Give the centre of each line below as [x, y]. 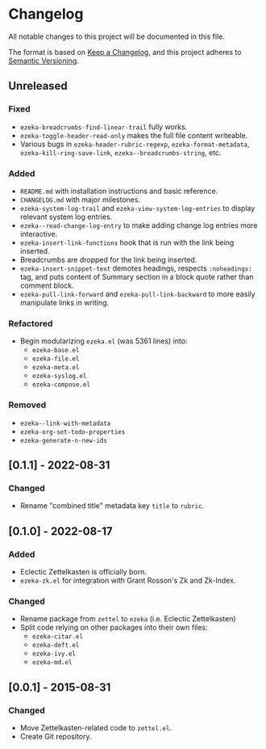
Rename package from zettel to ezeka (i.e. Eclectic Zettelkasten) [128, 619]
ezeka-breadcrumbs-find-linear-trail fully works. [104, 127]
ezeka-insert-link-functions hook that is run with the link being [127, 242]
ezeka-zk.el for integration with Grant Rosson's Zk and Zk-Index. [128, 580]
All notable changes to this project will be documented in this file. [117, 36]
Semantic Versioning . [44, 61]
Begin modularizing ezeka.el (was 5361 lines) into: [104, 341]
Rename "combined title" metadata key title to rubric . [112, 506]
